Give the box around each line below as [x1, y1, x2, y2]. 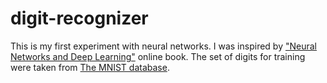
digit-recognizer [10, 7, 149, 30]
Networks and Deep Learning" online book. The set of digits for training [10, 50, 306, 62]
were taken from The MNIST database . [10, 61, 170, 73]
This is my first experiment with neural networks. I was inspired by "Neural [10, 40, 317, 52]
